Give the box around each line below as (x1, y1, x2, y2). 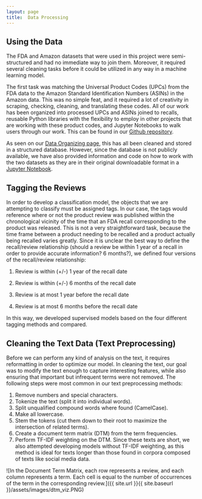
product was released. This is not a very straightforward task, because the (6, 224, 191, 231)
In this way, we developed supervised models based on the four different (6, 314, 188, 322)
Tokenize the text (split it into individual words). (14, 397, 132, 405)
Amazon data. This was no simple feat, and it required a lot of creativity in (6, 96, 189, 103)
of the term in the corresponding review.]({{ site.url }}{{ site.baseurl (6, 479, 173, 487)
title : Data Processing (6, 14, 69, 20)
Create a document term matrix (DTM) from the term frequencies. (14, 429, 178, 436)
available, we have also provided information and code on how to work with (6, 153, 194, 160)
